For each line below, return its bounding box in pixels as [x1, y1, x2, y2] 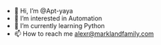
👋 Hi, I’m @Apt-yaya [13, 7, 73, 15]
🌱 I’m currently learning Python [13, 22, 105, 30]
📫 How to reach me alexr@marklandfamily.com [13, 30, 155, 38]
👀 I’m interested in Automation [13, 14, 103, 22]
